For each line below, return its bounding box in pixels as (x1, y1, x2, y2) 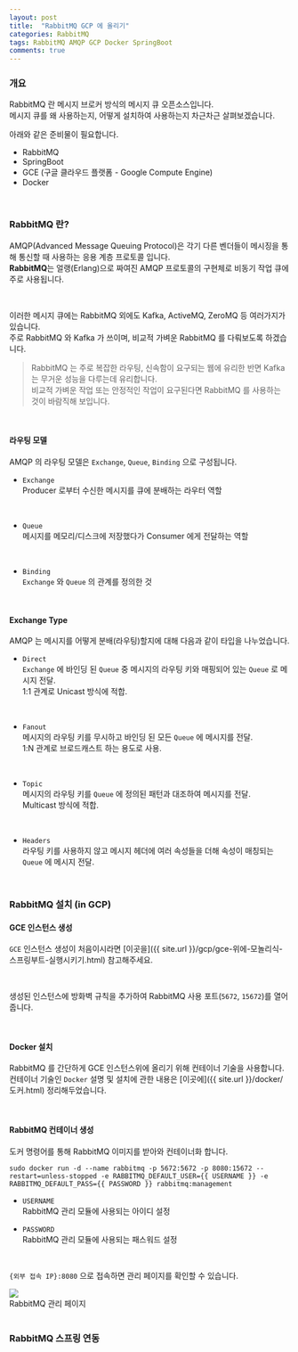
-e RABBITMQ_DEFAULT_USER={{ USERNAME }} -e (101, 1171, 269, 1181)
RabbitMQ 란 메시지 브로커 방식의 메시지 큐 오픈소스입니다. (9, 99, 214, 110)
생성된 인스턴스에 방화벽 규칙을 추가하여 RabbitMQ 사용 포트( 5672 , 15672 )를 (9, 991, 272, 1002)
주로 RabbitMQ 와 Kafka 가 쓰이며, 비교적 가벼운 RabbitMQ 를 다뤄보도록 (9, 332, 264, 343)
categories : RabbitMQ (9, 29, 90, 38)
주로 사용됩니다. (9, 274, 65, 284)
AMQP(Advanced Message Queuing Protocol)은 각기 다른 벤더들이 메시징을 (9, 240, 279, 250)
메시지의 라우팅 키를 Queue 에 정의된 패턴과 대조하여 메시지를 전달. (21, 789, 251, 799)
